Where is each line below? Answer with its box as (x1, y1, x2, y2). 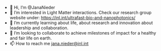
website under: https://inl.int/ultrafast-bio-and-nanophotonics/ (9, 15, 136, 20)
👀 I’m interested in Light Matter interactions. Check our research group (9, 10, 152, 15)
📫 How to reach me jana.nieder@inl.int (9, 41, 89, 46)
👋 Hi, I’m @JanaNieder (9, 5, 55, 10)
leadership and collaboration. (9, 25, 69, 31)
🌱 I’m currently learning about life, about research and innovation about (9, 20, 153, 25)
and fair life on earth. (9, 35, 52, 41)
